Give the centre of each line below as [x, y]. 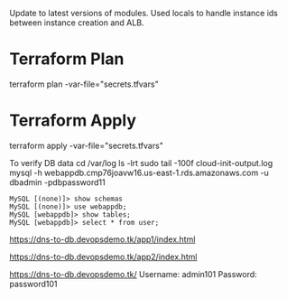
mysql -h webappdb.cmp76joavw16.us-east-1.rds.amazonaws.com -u [139, 172]
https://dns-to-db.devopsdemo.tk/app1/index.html [102, 239]
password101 [33, 284]
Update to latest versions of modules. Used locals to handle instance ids [143, 13]
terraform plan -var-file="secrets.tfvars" [84, 84]
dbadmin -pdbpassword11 [57, 182]
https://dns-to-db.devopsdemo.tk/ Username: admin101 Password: [133, 274]
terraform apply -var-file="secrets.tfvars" [87, 145]
